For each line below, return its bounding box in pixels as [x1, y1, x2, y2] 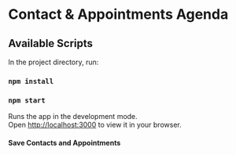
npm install [8, 77, 54, 85]
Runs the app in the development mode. [8, 112, 138, 121]
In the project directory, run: [8, 57, 99, 67]
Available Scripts [8, 37, 93, 50]
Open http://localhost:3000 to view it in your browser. [8, 120, 183, 130]
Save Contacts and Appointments [8, 138, 121, 147]
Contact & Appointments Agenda [8, 5, 229, 23]
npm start [8, 96, 46, 105]
